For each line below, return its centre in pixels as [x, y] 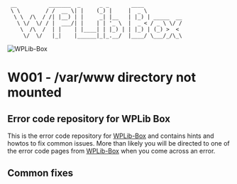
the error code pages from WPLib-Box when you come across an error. [111, 151]
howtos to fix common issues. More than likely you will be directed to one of [118, 143]
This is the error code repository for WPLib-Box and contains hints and [111, 136]
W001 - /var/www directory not [102, 78]
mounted [34, 93]
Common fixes [40, 173]
